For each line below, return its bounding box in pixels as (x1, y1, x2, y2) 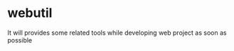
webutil (7, 5, 53, 21)
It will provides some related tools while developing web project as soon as (7, 28, 227, 37)
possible (7, 35, 33, 44)
